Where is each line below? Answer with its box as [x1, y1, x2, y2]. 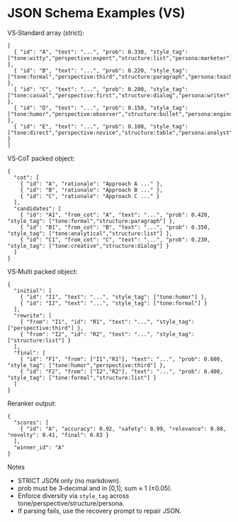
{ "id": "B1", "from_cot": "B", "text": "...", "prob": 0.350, [20, 224, 211, 231]
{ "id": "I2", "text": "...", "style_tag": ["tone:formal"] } [20, 300, 208, 307]
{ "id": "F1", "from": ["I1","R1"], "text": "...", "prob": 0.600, [20, 355, 223, 363]
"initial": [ [13, 287, 52, 294]
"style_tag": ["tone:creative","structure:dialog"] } [7, 242, 170, 249]
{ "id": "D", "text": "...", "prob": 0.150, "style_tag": [13, 104, 189, 112]
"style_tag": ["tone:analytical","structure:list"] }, [7, 229, 173, 237]
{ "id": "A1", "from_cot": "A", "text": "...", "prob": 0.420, [20, 211, 211, 218]
